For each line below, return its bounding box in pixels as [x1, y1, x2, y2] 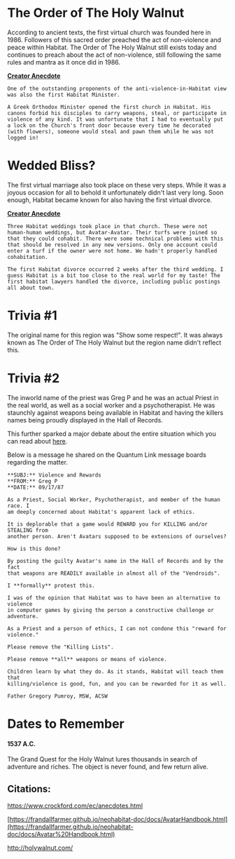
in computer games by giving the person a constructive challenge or [7, 606, 215, 613]
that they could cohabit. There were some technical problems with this [7, 235, 224, 242]
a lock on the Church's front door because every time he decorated [7, 121, 211, 129]
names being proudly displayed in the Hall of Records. [7, 415, 163, 424]
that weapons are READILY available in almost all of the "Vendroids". [7, 570, 220, 577]
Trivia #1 [7, 307, 57, 324]
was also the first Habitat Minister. [7, 91, 120, 98]
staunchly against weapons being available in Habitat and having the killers [7, 408, 224, 417]
